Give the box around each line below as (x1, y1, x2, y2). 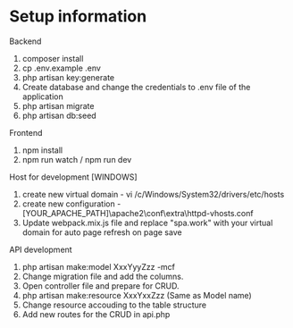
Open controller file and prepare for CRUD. (21, 280, 180, 291)
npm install (21, 145, 63, 156)
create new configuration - (21, 198, 121, 209)
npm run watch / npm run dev (21, 154, 132, 164)
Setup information (9, 6, 147, 27)
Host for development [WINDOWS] (9, 172, 138, 182)
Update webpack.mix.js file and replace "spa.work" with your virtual (21, 217, 273, 228)
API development (9, 244, 73, 255)
